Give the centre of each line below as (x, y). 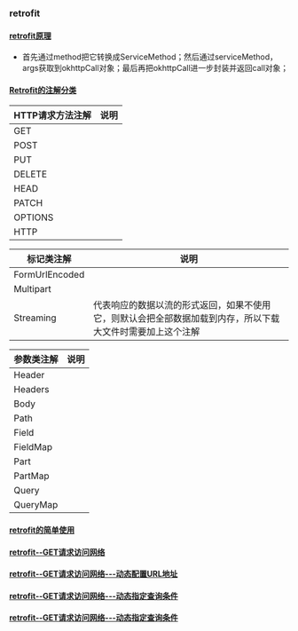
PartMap (31, 476)
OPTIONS (34, 217)
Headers (31, 390)
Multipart (32, 289)
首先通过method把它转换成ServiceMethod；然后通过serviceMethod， (149, 57)
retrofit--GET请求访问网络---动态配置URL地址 (94, 574)
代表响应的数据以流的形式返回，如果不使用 (182, 305)
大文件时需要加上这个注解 (146, 332)
